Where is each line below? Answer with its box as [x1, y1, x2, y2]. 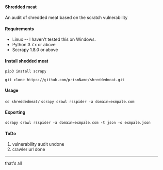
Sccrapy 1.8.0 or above [12, 47, 58, 53]
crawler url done [12, 146, 45, 153]
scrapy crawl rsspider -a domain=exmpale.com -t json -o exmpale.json [5, 120, 151, 125]
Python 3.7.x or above [12, 42, 56, 48]
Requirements [5, 26, 34, 32]
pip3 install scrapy [5, 68, 47, 74]
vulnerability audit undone [12, 141, 65, 147]
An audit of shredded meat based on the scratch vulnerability [5, 15, 128, 20]
